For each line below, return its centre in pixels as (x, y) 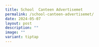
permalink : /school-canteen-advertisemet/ (49, 14)
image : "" (15, 32)
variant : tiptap (22, 37)
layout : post (19, 23)
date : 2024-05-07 (23, 19)
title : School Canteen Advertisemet (44, 10)
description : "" (22, 28)
